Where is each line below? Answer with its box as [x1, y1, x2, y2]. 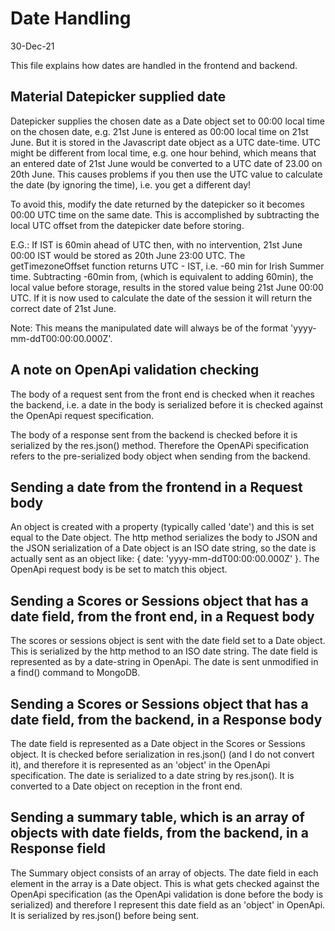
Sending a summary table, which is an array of [10, 809, 305, 826]
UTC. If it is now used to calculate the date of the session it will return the [10, 292, 313, 304]
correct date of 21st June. [10, 302, 117, 314]
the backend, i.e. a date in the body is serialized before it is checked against [10, 398, 324, 411]
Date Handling [10, 7, 132, 30]
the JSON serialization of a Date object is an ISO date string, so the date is [10, 542, 317, 554]
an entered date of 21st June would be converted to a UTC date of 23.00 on [10, 157, 323, 169]
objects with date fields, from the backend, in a [10, 825, 309, 842]
